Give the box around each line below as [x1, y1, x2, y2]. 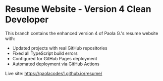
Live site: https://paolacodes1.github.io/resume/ [5, 70, 103, 76]
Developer [5, 14, 49, 25]
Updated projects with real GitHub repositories [12, 45, 108, 51]
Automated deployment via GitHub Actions [12, 61, 100, 67]
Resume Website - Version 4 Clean [5, 3, 152, 15]
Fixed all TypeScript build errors [12, 50, 78, 56]
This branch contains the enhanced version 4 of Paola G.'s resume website [5, 30, 159, 36]
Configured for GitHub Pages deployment [12, 55, 98, 61]
